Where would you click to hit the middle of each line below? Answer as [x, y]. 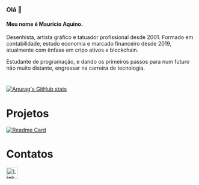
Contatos [30, 154]
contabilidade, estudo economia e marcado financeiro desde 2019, [89, 44]
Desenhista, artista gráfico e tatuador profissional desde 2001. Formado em [100, 37]
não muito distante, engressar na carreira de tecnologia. [76, 68]
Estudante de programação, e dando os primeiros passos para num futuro [98, 62]
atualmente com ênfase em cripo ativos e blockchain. [72, 50]
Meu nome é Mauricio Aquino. [44, 24]
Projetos [28, 113]
